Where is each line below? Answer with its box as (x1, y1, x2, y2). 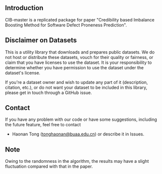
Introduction (5, 4, 44, 12)
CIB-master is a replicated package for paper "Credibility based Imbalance (5, 17, 155, 22)
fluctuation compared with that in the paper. (5, 163, 93, 170)
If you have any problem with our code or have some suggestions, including (5, 116, 157, 122)
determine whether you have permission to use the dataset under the (5, 64, 144, 70)
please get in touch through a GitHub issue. (5, 90, 92, 96)
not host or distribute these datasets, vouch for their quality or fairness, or (5, 54, 154, 60)
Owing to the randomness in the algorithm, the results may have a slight (5, 158, 149, 164)
